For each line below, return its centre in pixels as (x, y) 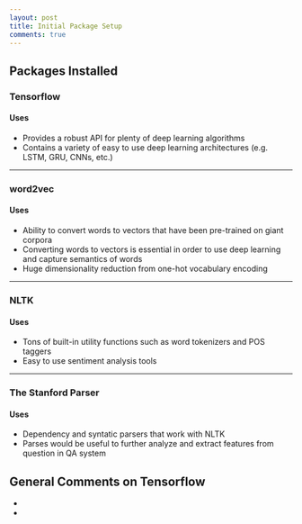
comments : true (38, 34)
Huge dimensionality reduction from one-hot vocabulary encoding (145, 269)
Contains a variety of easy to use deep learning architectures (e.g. (145, 147)
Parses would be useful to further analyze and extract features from (148, 444)
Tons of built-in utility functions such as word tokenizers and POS (143, 342)
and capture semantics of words (82, 259)
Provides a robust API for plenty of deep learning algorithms (133, 138)
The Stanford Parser (54, 393)
